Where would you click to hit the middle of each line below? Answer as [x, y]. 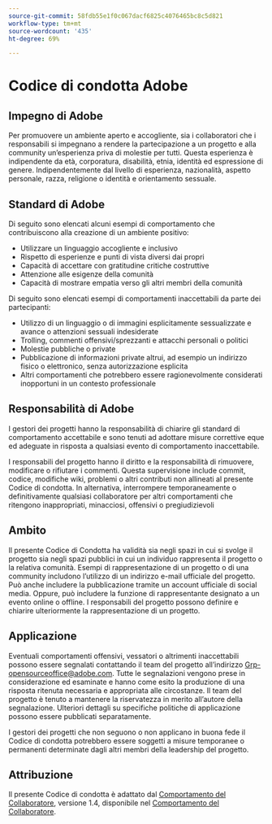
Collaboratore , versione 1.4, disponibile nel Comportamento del [114, 803]
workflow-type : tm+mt [45, 24]
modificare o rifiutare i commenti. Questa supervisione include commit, [127, 470]
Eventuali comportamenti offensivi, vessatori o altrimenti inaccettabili [124, 656]
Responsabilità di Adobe [71, 409]
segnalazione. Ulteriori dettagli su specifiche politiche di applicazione [125, 708]
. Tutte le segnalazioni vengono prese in [179, 673]
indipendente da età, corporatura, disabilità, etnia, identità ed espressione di [136, 161]
